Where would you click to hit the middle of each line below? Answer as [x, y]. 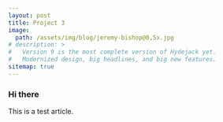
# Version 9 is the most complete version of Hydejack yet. [112, 52]
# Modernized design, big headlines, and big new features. [112, 60]
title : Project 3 [37, 23]
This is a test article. [41, 112]
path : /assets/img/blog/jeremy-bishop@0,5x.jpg [95, 37]
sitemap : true [32, 67]
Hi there [24, 94]
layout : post [30, 15]
